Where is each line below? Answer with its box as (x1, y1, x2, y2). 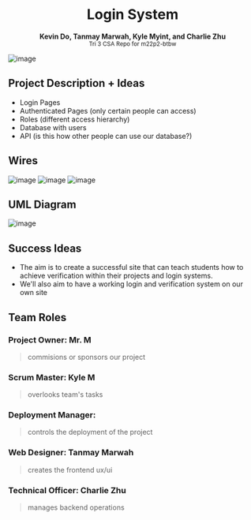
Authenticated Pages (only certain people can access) (19, 106, 197, 115)
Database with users (19, 122, 87, 132)
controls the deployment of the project (27, 428, 153, 437)
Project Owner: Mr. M (8, 334, 92, 345)
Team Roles (8, 310, 67, 324)
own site (19, 288, 47, 297)
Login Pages (19, 97, 61, 107)
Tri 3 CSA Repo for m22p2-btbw (88, 39, 177, 48)
